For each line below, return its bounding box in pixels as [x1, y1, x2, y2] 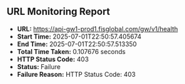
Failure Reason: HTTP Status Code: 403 [16, 70, 136, 78]
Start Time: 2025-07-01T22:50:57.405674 [16, 32, 142, 41]
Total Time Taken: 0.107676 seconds [16, 47, 126, 56]
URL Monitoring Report [6, 6, 111, 18]
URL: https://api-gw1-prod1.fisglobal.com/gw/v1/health [16, 24, 179, 33]
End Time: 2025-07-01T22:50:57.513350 [16, 39, 137, 48]
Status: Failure [16, 62, 61, 70]
